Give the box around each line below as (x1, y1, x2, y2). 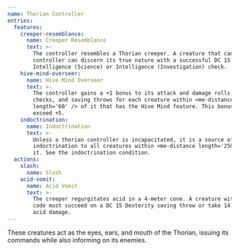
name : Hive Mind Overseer (26, 76, 103, 84)
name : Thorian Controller (7, 10, 84, 18)
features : (14, 23, 43, 31)
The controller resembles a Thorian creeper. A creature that (33, 50, 221, 58)
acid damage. (33, 209, 72, 216)
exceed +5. (33, 110, 65, 117)
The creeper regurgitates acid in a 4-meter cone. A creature (33, 196, 221, 203)
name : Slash (26, 169, 62, 176)
